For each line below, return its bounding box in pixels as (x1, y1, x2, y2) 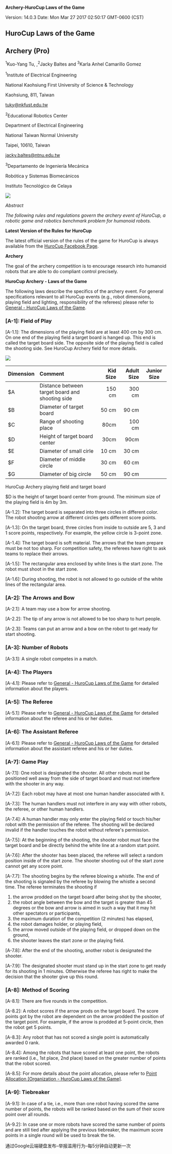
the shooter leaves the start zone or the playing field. (12, 937, 124, 943)
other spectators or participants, (12, 910, 81, 916)
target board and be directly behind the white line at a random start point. (5, 842, 160, 848)
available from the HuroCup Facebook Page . (5, 243, 99, 249)
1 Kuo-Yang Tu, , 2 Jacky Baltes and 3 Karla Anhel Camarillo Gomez (5, 60, 142, 67)
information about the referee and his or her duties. (5, 715, 114, 722)
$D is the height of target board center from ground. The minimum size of (5, 494, 161, 500)
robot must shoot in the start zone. (5, 566, 78, 572)
